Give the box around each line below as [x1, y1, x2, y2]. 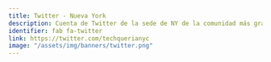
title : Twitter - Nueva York [8, 11, 106, 20]
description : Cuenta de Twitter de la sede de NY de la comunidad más [8, 19, 251, 27]
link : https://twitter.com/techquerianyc [8, 34, 150, 43]
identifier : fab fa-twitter [8, 27, 103, 35]
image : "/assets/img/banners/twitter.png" [8, 42, 153, 50]
